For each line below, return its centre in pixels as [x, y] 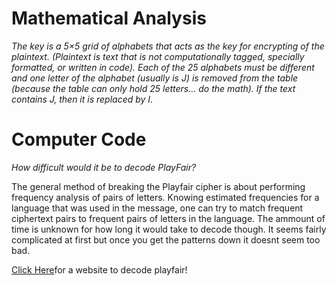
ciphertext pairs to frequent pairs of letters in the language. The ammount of [168, 218]
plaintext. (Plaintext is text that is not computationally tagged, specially [158, 56]
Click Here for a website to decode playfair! [99, 269]
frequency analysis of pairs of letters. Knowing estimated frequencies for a [165, 197]
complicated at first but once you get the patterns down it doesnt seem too [166, 239]
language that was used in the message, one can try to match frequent [157, 208]
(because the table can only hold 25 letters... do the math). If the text [153, 88]
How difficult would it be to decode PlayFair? [104, 167]
